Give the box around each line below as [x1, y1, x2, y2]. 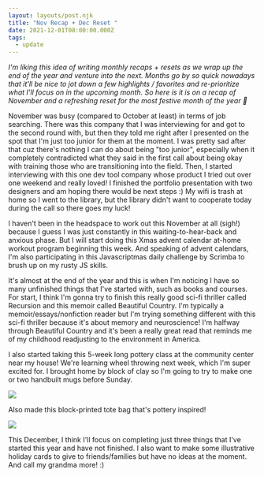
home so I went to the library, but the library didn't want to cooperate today [8, 195, 252, 205]
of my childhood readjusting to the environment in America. [8, 334, 201, 344]
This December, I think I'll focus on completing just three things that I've [8, 435, 242, 445]
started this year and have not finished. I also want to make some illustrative [8, 443, 255, 453]
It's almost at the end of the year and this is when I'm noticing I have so [8, 276, 240, 285]
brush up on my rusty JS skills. [8, 261, 109, 270]
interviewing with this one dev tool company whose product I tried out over [8, 170, 252, 180]
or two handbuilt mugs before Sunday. [8, 375, 132, 385]
